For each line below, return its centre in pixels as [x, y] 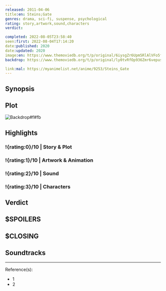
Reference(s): [19, 269]
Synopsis [20, 89]
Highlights [21, 133]
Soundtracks [25, 253]
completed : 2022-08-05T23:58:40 [38, 37]
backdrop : [15, 60]
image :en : [15, 55]
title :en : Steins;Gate [28, 14]
